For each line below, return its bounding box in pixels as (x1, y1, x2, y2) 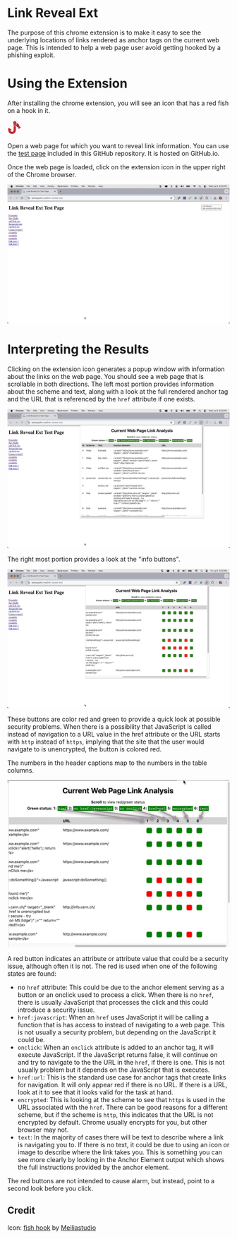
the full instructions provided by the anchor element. (17, 1163, 171, 1171)
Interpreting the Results (7, 342, 150, 358)
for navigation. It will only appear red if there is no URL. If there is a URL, (17, 1080, 228, 1089)
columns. (7, 766, 35, 774)
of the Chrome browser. (7, 170, 76, 179)
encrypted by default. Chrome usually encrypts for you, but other (17, 1118, 207, 1126)
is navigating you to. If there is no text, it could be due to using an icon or (17, 1140, 230, 1149)
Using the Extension (7, 75, 128, 92)
